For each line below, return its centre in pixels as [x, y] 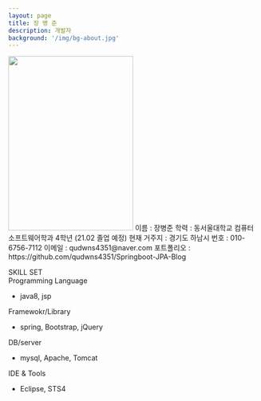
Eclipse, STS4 [43, 389]
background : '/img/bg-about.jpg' [64, 38]
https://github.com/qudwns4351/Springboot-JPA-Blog [97, 257]
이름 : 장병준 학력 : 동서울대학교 [184, 228]
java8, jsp [36, 297]
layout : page [30, 16]
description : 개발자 [40, 30]
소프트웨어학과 [31, 238]
